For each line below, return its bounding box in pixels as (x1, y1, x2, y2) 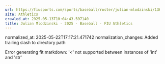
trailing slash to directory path (5, 40, 66, 46)
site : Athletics (5, 12, 38, 17)
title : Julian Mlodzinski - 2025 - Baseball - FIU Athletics (5, 21, 133, 26)
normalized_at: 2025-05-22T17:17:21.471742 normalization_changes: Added (5, 34, 158, 40)
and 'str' (5, 55, 22, 61)
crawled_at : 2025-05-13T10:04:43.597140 (5, 16, 89, 21)
